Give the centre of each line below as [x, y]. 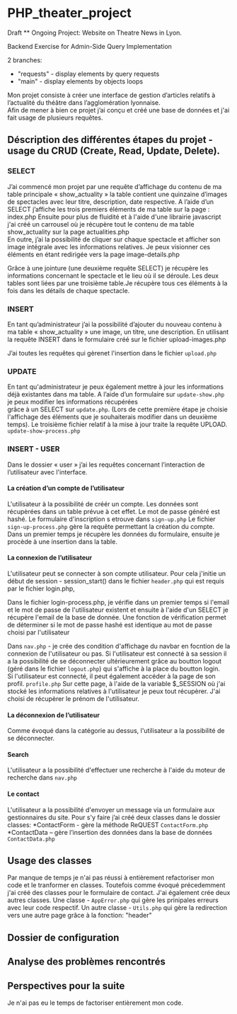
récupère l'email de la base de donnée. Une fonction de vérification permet [117, 617]
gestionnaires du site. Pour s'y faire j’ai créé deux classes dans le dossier [114, 817]
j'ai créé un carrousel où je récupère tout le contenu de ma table [101, 224]
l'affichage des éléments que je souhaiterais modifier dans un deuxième [112, 417]
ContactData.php [31, 839]
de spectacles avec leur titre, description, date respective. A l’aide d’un [111, 201]
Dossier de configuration [63, 937]
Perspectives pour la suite [66, 986]
